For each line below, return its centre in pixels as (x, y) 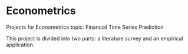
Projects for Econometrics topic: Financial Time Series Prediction (85, 27)
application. (20, 45)
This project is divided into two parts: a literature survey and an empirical (95, 38)
